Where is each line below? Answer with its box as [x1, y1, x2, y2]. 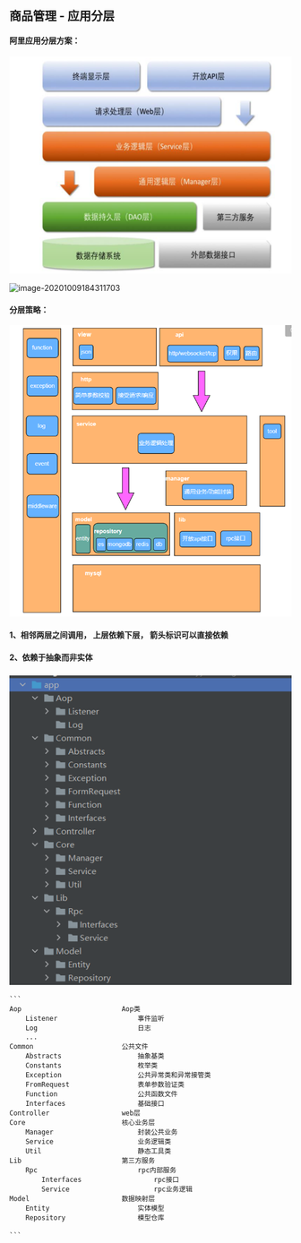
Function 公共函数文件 [25, 1090, 178, 1099]
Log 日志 [25, 1024, 151, 1033]
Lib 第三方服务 [9, 1156, 155, 1166]
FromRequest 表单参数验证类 [25, 1080, 185, 1090]
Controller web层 [9, 1109, 141, 1118]
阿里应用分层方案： [9, 35, 81, 46]
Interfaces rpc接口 [41, 1176, 179, 1185]
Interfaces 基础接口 [25, 1100, 165, 1109]
